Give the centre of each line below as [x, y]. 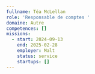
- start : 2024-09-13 [37, 39]
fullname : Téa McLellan [36, 12]
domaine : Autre [25, 23]
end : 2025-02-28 [38, 45]
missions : [19, 34]
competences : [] [26, 28]
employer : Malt [36, 51]
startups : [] [33, 61]
